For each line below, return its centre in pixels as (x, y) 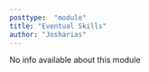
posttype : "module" (48, 18)
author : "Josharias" (48, 34)
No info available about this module (75, 60)
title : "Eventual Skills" (58, 26)
